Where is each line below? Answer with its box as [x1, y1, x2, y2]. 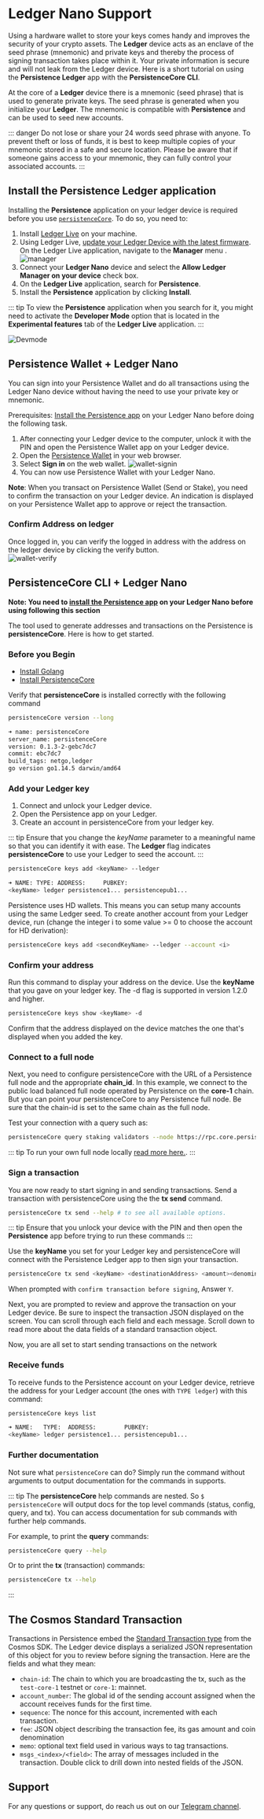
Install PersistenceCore [19, 674, 95, 684]
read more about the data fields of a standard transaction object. [8, 1325, 218, 1334]
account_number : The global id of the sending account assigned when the [19, 1691, 255, 1700]
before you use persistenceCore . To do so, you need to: [8, 213, 189, 223]
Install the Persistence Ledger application [8, 184, 217, 197]
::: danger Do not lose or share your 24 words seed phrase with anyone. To [8, 127, 251, 138]
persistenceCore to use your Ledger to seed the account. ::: [8, 850, 204, 859]
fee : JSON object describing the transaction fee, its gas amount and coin [19, 1725, 256, 1734]
